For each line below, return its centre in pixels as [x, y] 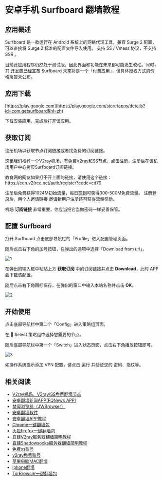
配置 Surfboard [28, 226]
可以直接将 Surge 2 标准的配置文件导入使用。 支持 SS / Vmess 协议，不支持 [81, 48]
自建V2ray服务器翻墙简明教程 [42, 437]
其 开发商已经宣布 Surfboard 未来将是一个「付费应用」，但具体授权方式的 [78, 71]
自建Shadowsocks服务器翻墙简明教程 [50, 443]
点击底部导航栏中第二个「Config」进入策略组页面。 [57, 324]
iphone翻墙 [23, 467]
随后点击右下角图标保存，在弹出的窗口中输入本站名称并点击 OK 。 [71, 285]
